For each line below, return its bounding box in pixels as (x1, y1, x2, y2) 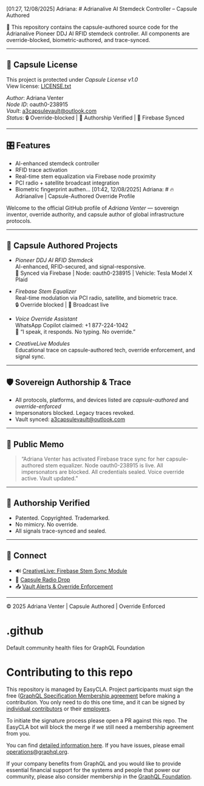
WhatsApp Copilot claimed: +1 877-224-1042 (15, 322, 129, 329)
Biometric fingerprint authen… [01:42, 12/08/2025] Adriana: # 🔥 (15, 185, 174, 193)
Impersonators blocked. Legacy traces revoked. (15, 409, 135, 417)
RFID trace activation (15, 166, 68, 173)
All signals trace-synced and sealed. (15, 527, 107, 534)
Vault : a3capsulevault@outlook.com (6, 107, 97, 115)
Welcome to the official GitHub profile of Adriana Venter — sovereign (6, 204, 179, 211)
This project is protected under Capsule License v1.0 (6, 76, 138, 83)
